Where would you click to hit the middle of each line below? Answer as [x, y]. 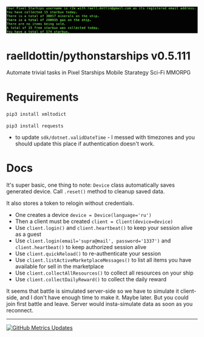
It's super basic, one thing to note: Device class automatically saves [90, 185]
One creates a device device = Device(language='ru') [83, 215]
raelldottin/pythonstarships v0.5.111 [99, 56]
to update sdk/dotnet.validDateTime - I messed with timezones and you [105, 138]
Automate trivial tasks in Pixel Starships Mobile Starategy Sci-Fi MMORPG [99, 73]
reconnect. [20, 310]
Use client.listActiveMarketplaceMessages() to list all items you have [103, 260]
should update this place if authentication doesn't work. [85, 144]
